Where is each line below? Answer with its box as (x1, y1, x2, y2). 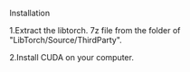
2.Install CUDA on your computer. (9, 52, 134, 62)
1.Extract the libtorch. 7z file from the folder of (9, 25, 181, 35)
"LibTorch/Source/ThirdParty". (9, 35, 122, 45)
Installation (9, 8, 51, 18)
